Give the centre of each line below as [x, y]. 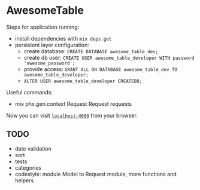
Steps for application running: [43, 27]
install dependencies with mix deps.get [63, 38]
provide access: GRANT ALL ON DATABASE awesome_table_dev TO [101, 69]
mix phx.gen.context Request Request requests [73, 104]
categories [28, 167]
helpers [24, 180]
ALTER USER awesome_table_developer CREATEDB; [83, 81]
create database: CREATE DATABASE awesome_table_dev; [91, 51]
